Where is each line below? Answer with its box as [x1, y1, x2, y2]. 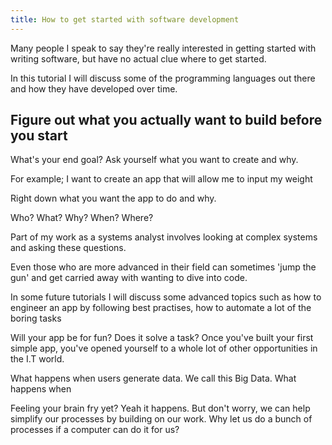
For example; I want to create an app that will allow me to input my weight [10, 173, 313, 185]
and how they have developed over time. [10, 82, 178, 95]
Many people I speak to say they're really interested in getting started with [10, 42, 317, 54]
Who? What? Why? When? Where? [10, 212, 154, 224]
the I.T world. [10, 353, 65, 365]
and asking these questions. [10, 242, 127, 254]
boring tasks [10, 312, 62, 325]
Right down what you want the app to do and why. [10, 192, 217, 205]
